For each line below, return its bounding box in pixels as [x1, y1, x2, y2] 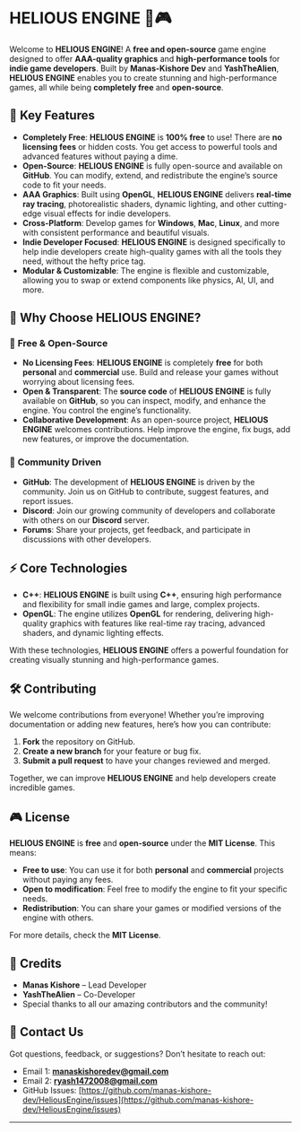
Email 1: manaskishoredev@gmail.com [21, 1066, 169, 1076]
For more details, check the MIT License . [9, 930, 161, 941]
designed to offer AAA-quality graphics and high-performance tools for [9, 53, 280, 64]
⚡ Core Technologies [9, 561, 128, 576]
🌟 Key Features [9, 108, 96, 123]
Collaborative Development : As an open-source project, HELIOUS [21, 414, 269, 425]
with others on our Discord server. [21, 514, 150, 526]
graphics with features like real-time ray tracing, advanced [48, 617, 266, 629]
